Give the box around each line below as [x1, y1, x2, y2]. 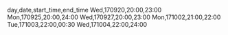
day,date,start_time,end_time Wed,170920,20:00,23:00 [7, 6, 162, 14]
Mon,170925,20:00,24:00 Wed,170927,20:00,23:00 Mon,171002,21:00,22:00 [7, 13, 221, 21]
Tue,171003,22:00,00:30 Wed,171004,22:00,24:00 [7, 21, 148, 28]
